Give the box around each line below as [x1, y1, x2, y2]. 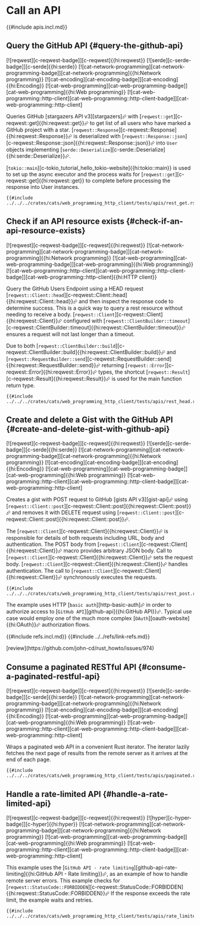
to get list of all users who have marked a [89, 119, 191, 126]
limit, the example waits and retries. [6, 896, 93, 903]
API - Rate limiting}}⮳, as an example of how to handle [54, 871, 188, 877]
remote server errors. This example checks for [6, 877, 120, 884]
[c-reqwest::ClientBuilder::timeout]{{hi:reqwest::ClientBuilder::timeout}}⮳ [6, 323, 186, 331]
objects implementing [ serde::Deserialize [6, 146, 111, 153]
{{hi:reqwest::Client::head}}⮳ [6, 297, 78, 305]
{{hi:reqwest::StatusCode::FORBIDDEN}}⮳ [6, 890, 110, 897]
